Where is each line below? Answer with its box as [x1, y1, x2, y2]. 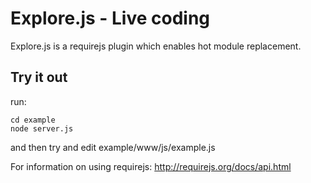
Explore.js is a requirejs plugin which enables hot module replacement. [10, 40, 302, 52]
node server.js [10, 123, 74, 134]
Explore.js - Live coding [10, 7, 211, 30]
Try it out [10, 69, 68, 86]
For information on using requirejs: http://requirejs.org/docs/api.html [10, 160, 292, 172]
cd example [10, 115, 56, 125]
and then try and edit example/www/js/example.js [10, 141, 216, 153]
